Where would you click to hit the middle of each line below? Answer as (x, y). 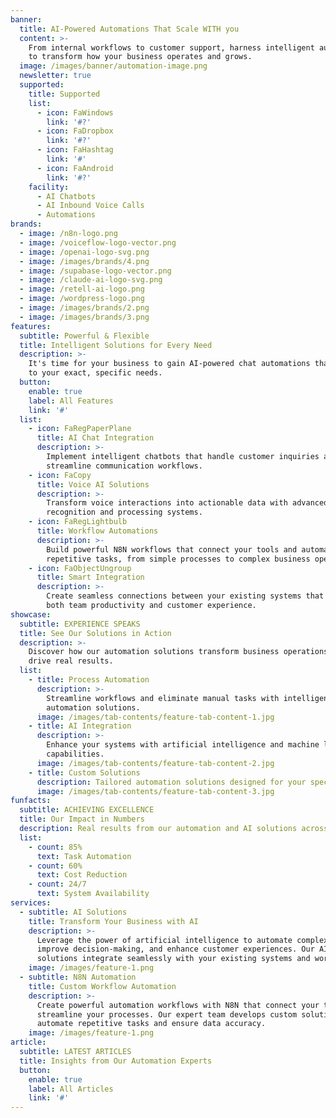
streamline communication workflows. (124, 466)
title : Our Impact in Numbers (82, 819)
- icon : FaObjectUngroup (80, 568)
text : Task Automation (84, 856)
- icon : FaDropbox (75, 131)
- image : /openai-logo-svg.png (84, 252)
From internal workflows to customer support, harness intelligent (171, 47)
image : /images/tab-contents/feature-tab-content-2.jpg (155, 763)
